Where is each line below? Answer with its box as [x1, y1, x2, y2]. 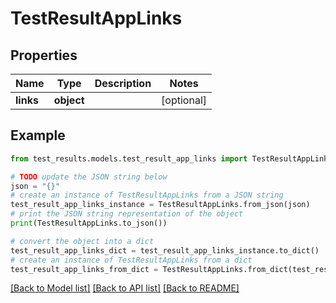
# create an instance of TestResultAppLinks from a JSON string [10, 190, 284, 201]
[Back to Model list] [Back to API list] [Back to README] [10, 282, 240, 294]
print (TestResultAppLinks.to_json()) [10, 218, 168, 229]
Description [94, 77, 152, 90]
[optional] [161, 93, 208, 107]
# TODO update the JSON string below [10, 172, 168, 182]
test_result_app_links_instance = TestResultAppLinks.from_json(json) [10, 200, 311, 210]
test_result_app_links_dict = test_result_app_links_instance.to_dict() [10, 245, 320, 256]
